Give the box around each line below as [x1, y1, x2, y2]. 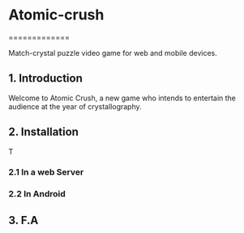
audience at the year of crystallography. [8, 101, 142, 111]
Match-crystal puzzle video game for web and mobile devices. [8, 48, 217, 57]
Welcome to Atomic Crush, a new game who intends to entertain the [8, 93, 237, 103]
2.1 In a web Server [8, 167, 84, 178]
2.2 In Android [8, 189, 66, 200]
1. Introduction [8, 71, 83, 86]
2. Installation [8, 125, 79, 139]
